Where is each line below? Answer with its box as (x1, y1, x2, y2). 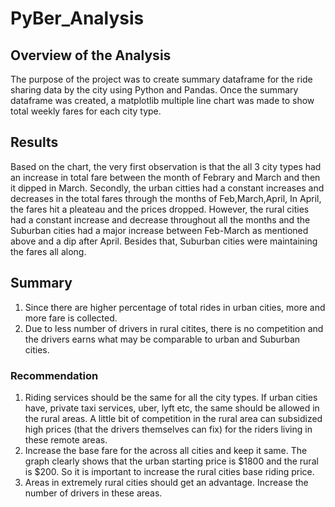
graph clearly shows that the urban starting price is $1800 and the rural (24, 455, 319, 467)
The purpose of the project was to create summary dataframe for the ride (10, 73, 313, 85)
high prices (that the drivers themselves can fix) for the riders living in (24, 423, 313, 435)
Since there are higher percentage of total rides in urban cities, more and (24, 301, 326, 313)
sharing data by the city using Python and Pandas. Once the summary (10, 84, 299, 96)
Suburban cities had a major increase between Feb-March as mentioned (10, 224, 309, 236)
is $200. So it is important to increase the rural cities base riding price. (24, 465, 315, 477)
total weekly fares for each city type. (10, 105, 162, 117)
